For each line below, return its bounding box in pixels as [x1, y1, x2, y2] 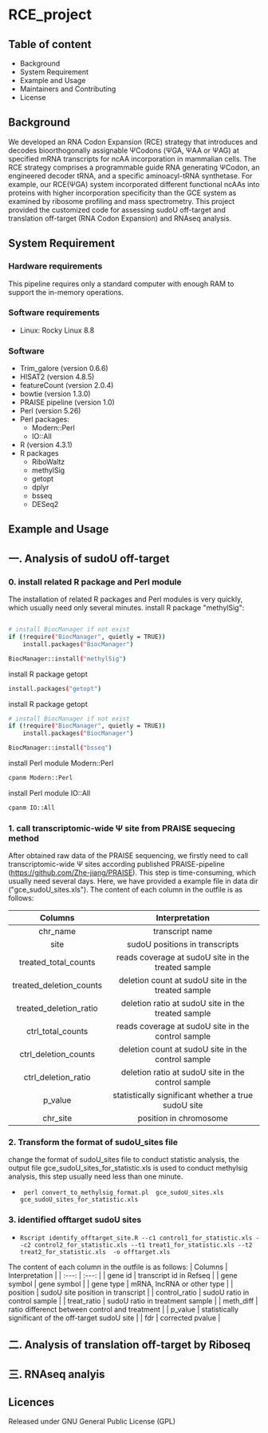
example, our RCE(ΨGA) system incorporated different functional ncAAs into [8, 179, 260, 189]
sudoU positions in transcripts [126, 939, 239, 950]
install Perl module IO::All [8, 788, 91, 797]
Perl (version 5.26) [19, 406, 81, 416]
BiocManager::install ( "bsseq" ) [8, 744, 112, 752]
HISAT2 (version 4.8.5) [19, 372, 95, 381]
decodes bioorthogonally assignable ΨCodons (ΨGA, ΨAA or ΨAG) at [8, 146, 239, 155]
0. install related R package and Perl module [8, 576, 182, 587]
